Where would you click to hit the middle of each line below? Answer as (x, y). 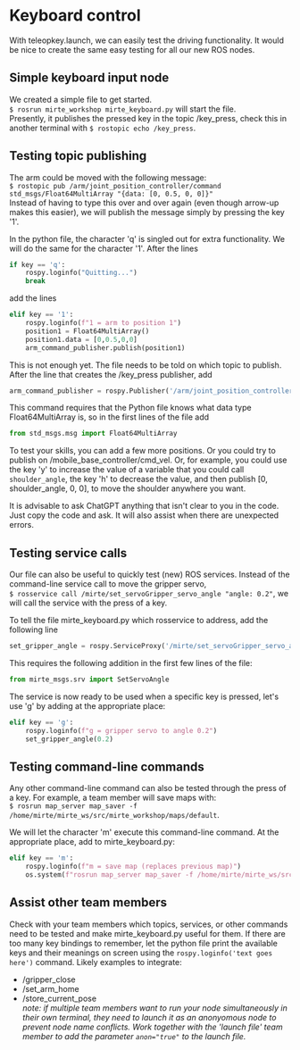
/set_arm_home (50, 988)
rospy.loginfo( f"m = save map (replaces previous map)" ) (133, 867)
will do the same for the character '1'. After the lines (104, 248)
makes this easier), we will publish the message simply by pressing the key (147, 212)
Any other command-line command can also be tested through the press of (148, 788)
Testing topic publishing (78, 156)
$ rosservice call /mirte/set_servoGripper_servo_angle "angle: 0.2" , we (149, 594)
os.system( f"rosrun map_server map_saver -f (109, 875)
